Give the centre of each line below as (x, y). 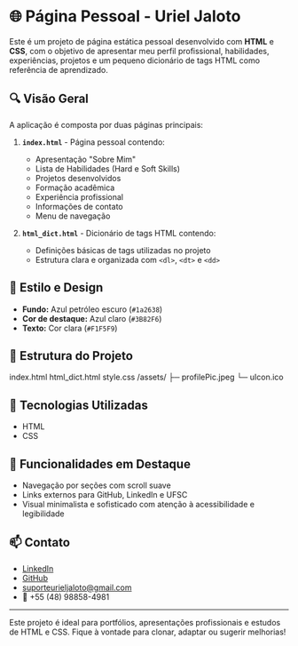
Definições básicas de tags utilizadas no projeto (123, 250)
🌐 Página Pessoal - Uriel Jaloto (125, 16)
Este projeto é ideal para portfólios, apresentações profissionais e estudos (145, 622)
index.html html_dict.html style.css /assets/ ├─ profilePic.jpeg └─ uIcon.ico (146, 377)
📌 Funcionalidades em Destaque (100, 464)
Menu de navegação (73, 216)
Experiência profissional (79, 196)
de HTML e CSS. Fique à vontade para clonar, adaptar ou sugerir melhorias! (148, 632)
